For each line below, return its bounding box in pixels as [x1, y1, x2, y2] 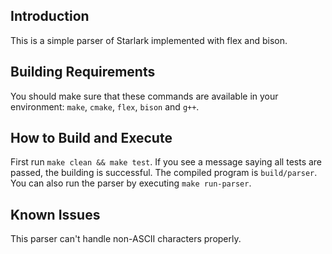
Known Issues [10, 206, 101, 223]
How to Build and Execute [10, 130, 173, 147]
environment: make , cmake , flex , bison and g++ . [10, 100, 200, 113]
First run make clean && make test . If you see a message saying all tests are [10, 156, 323, 168]
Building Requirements [10, 64, 156, 81]
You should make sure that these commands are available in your [10, 90, 279, 102]
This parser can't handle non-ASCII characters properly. [10, 233, 242, 245]
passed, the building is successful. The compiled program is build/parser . [10, 167, 318, 179]
